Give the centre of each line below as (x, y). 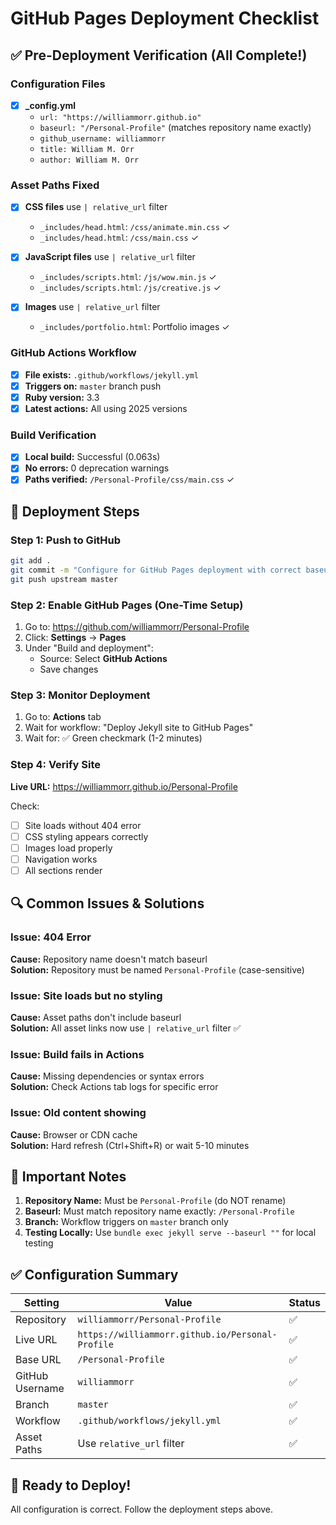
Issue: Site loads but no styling (86, 995)
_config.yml (50, 105)
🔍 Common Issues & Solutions (107, 903)
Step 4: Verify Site (55, 765)
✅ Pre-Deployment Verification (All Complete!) (159, 55)
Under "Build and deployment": (89, 648)
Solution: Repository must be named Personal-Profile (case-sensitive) (157, 969)
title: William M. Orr (87, 149)
